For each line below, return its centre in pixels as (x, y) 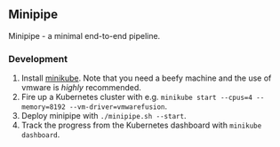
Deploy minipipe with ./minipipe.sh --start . (104, 116)
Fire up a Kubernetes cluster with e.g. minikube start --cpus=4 (136, 97)
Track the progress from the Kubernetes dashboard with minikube (141, 125)
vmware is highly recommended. (81, 88)
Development (38, 58)
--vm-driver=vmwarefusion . (118, 106)
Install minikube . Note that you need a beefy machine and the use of (146, 78)
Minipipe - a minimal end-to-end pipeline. (84, 35)
